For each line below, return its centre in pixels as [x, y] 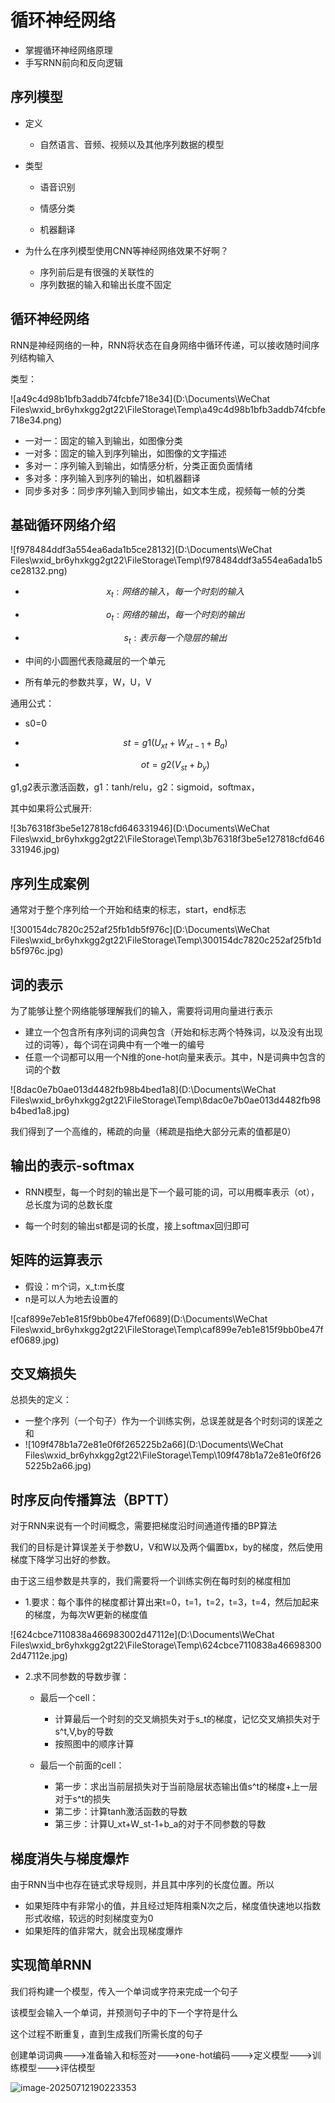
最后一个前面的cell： [82, 1765]
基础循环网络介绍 [63, 524]
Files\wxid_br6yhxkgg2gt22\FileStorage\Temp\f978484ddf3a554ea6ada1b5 [166, 560]
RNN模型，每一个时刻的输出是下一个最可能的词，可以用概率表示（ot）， [172, 1192]
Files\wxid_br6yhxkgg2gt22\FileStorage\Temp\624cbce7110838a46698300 [166, 1645]
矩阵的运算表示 [56, 1260]
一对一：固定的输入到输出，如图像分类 [103, 440]
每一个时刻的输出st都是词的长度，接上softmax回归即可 [137, 1225]
